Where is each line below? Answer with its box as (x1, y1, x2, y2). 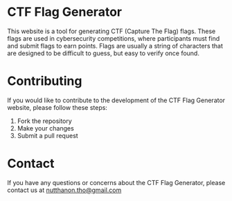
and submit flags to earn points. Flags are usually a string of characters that (7, 41, 224, 50)
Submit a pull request (17, 131, 78, 140)
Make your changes (17, 124, 74, 132)
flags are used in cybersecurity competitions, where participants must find (7, 34, 220, 42)
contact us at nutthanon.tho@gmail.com (7, 186, 122, 194)
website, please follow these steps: (7, 103, 107, 111)
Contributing (7, 73, 82, 89)
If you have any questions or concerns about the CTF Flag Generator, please (7, 178, 226, 186)
